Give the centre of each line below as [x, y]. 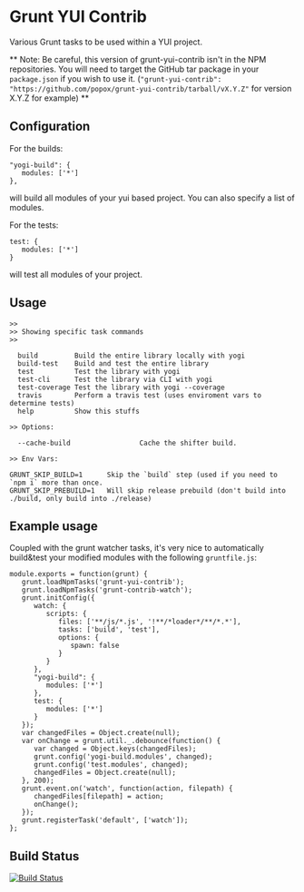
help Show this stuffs [79, 411]
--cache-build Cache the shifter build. [127, 443]
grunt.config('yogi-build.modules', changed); [123, 757]
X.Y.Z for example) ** [49, 98]
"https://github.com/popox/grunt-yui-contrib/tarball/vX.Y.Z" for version [151, 88]
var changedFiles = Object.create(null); [101, 733]
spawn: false [95, 646]
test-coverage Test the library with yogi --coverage [121, 387]
